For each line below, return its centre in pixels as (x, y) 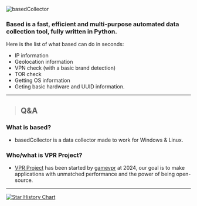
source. (24, 180)
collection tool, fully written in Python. (62, 31)
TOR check (28, 74)
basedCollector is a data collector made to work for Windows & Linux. (99, 140)
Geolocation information (44, 62)
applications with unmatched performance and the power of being (95, 174)
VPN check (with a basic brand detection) (65, 68)
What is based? (29, 127)
